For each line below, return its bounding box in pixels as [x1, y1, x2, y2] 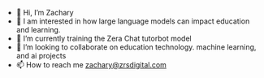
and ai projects [15, 51, 67, 60]
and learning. [15, 25, 61, 34]
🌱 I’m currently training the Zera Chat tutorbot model [15, 33, 193, 43]
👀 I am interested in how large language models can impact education [15, 16, 250, 26]
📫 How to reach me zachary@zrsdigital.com [15, 60, 167, 69]
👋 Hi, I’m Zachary [15, 8, 75, 17]
